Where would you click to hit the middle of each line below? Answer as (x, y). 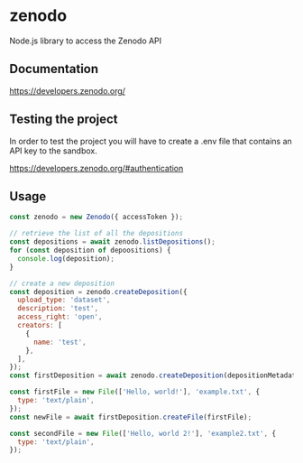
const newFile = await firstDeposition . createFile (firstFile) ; (131, 417)
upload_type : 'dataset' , (64, 300)
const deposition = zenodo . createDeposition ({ (98, 292)
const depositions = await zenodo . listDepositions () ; (113, 242)
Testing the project (64, 120)
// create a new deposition (62, 283)
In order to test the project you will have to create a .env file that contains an (151, 141)
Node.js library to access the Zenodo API (86, 41)
